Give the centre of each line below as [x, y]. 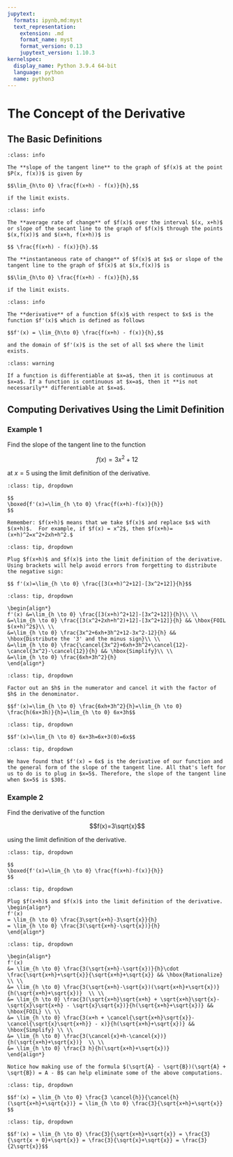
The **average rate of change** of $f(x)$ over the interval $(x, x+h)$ [115, 223]
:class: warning [31, 364]
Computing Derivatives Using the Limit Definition [116, 409]
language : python [39, 72]
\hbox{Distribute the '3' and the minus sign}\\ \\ [84, 639]
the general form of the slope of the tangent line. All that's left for [117, 767]
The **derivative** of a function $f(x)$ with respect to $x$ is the [111, 315]
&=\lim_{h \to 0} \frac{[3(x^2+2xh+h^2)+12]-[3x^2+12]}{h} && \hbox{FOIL [117, 620]
